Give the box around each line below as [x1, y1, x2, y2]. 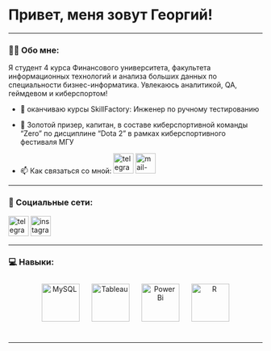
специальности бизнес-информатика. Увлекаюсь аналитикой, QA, [8, 80, 238, 90]
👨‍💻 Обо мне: [8, 44, 60, 56]
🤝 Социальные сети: [8, 197, 94, 208]
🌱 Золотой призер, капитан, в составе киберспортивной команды [19, 120, 248, 130]
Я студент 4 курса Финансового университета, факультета [8, 63, 211, 73]
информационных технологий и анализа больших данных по [8, 71, 218, 82]
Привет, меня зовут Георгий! [8, 6, 214, 24]
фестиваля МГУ [19, 137, 74, 147]
